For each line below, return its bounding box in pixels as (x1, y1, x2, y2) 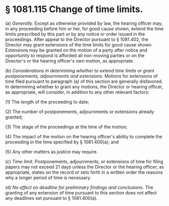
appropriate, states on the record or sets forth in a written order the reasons (5, 169, 163, 175)
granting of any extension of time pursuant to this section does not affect (5, 189, 157, 195)
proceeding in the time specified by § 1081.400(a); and (5, 139, 119, 145)
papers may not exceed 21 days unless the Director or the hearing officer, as (5, 164, 164, 170)
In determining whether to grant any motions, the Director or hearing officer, (5, 83, 163, 89)
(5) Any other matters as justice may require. (5, 148, 98, 154)
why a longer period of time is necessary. (5, 174, 92, 180)
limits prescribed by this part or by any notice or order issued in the (5, 31, 145, 37)
